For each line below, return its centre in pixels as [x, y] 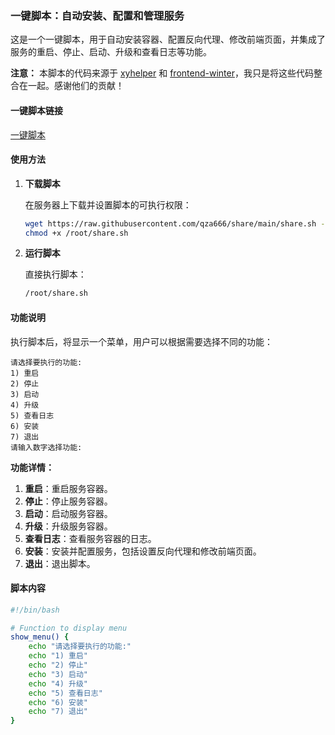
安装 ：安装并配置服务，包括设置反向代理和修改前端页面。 [143, 551]
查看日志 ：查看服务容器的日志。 [90, 538]
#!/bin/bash [35, 610]
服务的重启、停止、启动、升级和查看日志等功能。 [111, 52]
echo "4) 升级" [58, 683]
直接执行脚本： [55, 274]
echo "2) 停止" [58, 665]
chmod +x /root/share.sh [76, 233]
